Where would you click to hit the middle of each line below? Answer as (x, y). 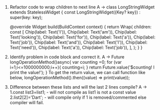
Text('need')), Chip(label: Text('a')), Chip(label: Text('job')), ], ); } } (76, 47)
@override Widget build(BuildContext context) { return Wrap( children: (80, 27)
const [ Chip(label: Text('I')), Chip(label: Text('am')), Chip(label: (73, 32)
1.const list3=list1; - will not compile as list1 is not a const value (73, 92)
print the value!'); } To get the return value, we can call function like (78, 72)
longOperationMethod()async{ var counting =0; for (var (66, 62)
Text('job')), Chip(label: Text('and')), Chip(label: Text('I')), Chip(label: (79, 42)
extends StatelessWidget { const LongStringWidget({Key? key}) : (75, 12)
